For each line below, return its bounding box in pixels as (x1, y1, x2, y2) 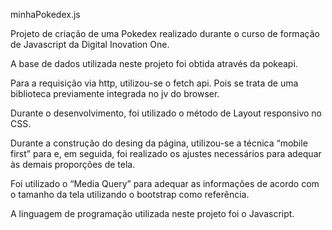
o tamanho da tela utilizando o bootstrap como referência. (10, 189, 250, 200)
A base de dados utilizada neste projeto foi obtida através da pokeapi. (10, 58, 298, 69)
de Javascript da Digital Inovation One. (10, 39, 170, 50)
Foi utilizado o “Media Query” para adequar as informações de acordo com (10, 178, 320, 189)
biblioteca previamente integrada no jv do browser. (10, 88, 220, 99)
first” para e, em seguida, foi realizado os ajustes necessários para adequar (10, 148, 322, 159)
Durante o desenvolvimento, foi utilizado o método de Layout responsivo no (10, 107, 322, 119)
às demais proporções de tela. (10, 159, 136, 170)
